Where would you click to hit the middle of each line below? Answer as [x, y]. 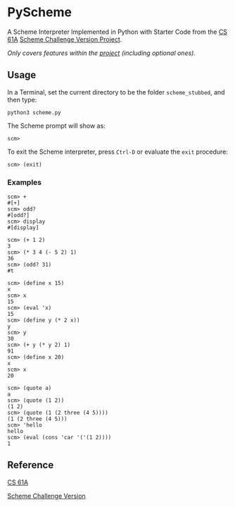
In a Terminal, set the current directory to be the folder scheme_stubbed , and [116, 92]
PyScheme [40, 12]
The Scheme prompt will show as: [56, 126]
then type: [22, 99]
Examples [25, 182]
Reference [31, 465]
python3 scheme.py [34, 112]
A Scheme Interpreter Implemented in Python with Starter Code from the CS [117, 32]
